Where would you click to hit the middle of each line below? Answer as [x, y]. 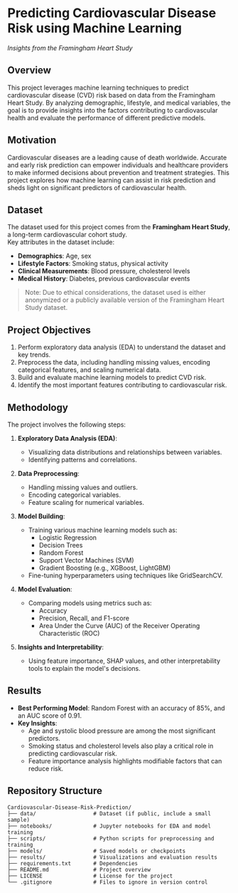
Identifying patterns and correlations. [82, 460]
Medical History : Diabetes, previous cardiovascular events [104, 278]
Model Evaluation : [45, 589]
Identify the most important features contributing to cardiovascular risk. [122, 385]
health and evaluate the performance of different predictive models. [107, 117]
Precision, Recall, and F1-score [84, 618]
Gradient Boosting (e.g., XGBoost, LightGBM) [105, 568]
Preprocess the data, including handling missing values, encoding [114, 362]
